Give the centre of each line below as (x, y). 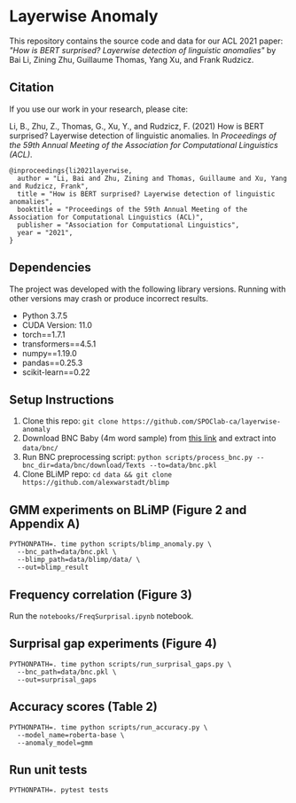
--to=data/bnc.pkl (183, 466)
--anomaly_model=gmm (55, 743)
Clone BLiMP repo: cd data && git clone (97, 474)
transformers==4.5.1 (59, 344)
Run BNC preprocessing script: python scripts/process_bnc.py (137, 457)
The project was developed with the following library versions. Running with (148, 289)
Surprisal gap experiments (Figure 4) (113, 644)
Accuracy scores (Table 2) (83, 707)
